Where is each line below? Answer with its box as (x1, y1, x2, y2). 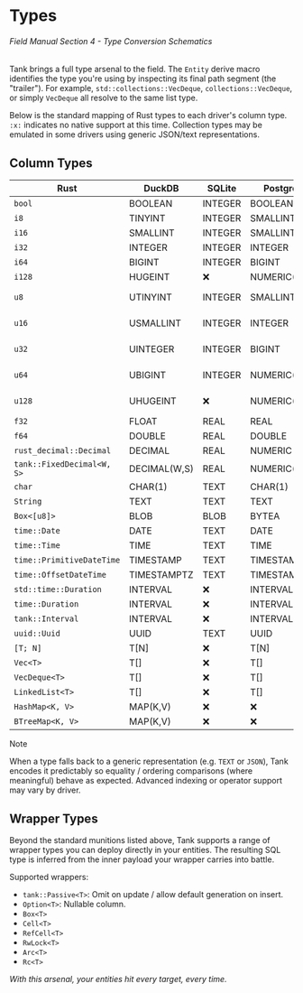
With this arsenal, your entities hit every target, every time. (9, 974, 227, 985)
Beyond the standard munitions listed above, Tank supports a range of (9, 835, 271, 846)
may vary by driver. (9, 784, 81, 795)
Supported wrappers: (9, 872, 88, 883)
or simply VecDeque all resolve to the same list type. (9, 92, 198, 104)
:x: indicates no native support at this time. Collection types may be (9, 119, 263, 131)
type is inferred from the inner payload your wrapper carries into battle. (9, 854, 275, 865)
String (14, 496, 42, 506)
